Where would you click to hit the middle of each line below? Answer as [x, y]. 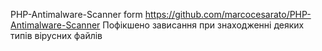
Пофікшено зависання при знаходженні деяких [203, 25]
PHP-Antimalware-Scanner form [76, 14]
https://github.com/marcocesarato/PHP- [228, 14]
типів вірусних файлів [56, 35]
